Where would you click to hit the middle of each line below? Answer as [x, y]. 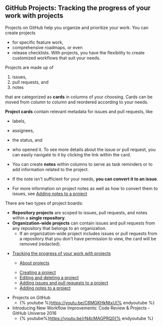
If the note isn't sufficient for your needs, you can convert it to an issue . [85, 179]
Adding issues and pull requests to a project [64, 283]
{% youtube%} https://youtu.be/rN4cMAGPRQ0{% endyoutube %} [86, 318]
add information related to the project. [50, 169]
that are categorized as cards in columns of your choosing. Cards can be [79, 97]
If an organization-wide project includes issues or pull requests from [88, 233]
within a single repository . [39, 218]
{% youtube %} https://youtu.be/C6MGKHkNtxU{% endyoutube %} [87, 302]
